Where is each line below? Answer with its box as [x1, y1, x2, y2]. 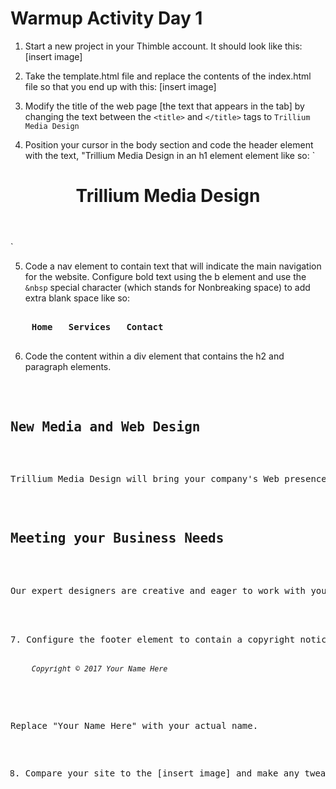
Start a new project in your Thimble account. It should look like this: [24, 40, 303, 52]
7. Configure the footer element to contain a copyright [10, 633, 296, 645]
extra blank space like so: [24, 292, 131, 304]
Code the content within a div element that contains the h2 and [24, 350, 285, 362]
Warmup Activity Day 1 [10, 7, 203, 30]
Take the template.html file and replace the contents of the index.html [24, 70, 312, 82]
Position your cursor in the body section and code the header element [24, 138, 314, 151]
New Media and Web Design [10, 418, 201, 435]
